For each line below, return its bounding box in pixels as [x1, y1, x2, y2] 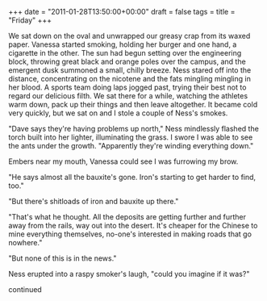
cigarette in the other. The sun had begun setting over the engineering [8, 48, 242, 57]
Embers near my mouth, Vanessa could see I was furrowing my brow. [8, 157, 239, 166]
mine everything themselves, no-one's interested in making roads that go [8, 229, 252, 239]
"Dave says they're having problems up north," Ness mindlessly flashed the [8, 124, 260, 133]
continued [8, 285, 42, 294]
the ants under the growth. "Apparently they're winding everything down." [8, 141, 254, 150]
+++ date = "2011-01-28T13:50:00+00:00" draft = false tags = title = [8, 7, 236, 16]
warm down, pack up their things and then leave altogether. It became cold [8, 100, 258, 109]
